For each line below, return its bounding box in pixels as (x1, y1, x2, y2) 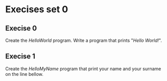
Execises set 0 (5, 4, 68, 15)
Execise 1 (5, 52, 36, 61)
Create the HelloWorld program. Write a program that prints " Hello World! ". (5, 37, 162, 43)
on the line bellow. (5, 71, 43, 77)
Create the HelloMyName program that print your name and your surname (5, 65, 161, 72)
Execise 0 (5, 24, 37, 33)
